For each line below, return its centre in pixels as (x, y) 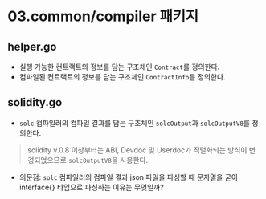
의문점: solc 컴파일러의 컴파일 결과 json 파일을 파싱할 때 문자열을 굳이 (129, 177)
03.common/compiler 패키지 (103, 16)
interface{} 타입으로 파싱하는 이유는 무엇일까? (91, 187)
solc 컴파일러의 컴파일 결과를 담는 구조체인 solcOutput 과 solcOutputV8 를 (135, 123)
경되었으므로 (47, 160)
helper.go (32, 46)
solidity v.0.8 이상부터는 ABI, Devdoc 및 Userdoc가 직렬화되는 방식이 (137, 150)
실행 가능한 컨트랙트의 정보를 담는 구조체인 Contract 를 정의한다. (119, 67)
